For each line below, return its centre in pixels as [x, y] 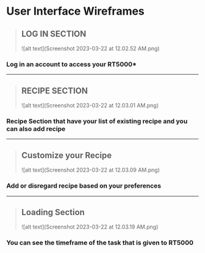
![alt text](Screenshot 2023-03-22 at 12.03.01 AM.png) [90, 106]
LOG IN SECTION [54, 34]
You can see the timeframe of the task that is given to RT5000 [100, 243]
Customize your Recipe [67, 155]
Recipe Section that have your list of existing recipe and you [97, 122]
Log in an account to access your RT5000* [72, 64]
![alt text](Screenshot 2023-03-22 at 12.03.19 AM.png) [90, 227]
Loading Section [53, 212]
